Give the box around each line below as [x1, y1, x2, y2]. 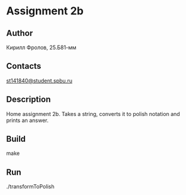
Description [6, 95, 51, 105]
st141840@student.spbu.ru [6, 77, 73, 84]
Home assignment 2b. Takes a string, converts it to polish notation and [6, 110, 181, 117]
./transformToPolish [6, 183, 55, 190]
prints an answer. [6, 117, 49, 124]
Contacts [6, 61, 42, 71]
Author [6, 28, 33, 38]
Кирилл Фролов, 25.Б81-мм [6, 44, 77, 51]
